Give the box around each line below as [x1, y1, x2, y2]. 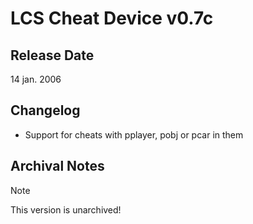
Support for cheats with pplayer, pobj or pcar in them [24, 128, 244, 141]
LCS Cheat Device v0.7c [10, 7, 214, 30]
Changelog [10, 102, 81, 119]
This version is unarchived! [10, 203, 122, 216]
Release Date [10, 47, 95, 64]
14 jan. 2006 [10, 73, 62, 85]
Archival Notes [10, 158, 105, 175]
